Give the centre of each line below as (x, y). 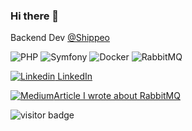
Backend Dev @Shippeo (60, 38)
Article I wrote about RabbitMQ (117, 96)
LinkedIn (75, 76)
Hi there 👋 (35, 16)
